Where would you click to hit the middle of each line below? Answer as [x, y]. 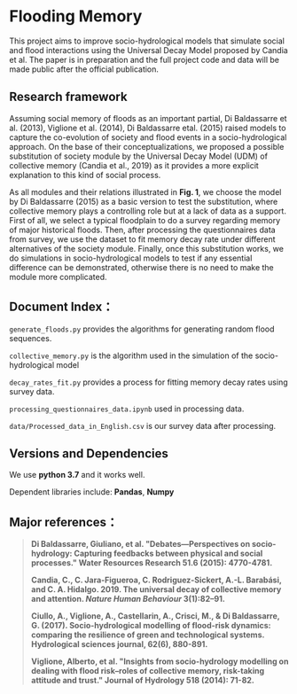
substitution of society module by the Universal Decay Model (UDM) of [139, 156]
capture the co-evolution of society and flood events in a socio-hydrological [148, 137]
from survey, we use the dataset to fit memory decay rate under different [143, 239]
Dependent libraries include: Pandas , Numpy [92, 492]
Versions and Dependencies [89, 453]
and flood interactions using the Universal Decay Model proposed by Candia [148, 50]
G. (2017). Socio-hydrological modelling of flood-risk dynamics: [151, 626]
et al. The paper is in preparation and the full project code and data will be [144, 59]
